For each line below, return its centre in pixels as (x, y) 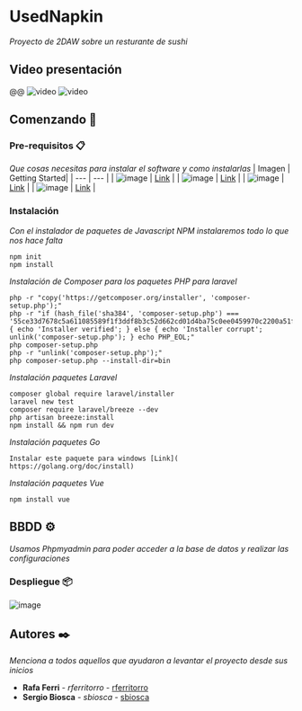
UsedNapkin (57, 17)
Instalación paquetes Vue (57, 483)
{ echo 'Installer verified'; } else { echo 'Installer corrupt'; (136, 329)
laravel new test (42, 402)
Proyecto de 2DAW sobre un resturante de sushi (98, 41)
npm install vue (40, 499)
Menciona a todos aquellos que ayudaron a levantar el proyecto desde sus (149, 660)
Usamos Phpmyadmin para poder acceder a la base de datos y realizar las (149, 548)
